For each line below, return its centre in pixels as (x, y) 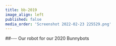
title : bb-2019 (21, 10)
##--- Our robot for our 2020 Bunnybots (47, 38)
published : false (23, 19)
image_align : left (24, 15)
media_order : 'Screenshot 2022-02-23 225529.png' (59, 24)
